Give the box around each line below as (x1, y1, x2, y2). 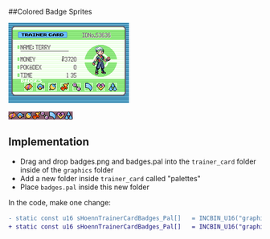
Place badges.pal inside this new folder (19, 182, 150, 192)
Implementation (8, 136, 90, 149)
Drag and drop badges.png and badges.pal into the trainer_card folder (19, 156, 257, 166)
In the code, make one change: (8, 197, 111, 207)
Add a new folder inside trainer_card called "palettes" (19, 173, 201, 183)
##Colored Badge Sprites (8, 7, 92, 16)
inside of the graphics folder (19, 164, 114, 175)
